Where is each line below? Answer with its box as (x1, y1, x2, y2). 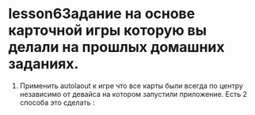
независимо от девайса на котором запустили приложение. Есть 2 (19, 89, 248, 98)
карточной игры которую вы (8, 21, 207, 39)
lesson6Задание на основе (8, 5, 196, 23)
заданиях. (8, 55, 79, 73)
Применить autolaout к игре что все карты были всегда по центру (19, 80, 244, 91)
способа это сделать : (19, 98, 95, 107)
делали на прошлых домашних (8, 39, 225, 56)
